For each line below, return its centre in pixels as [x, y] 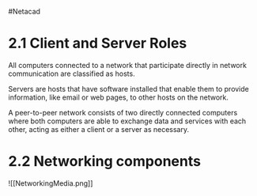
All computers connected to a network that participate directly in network [128, 65]
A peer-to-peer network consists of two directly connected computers [123, 112]
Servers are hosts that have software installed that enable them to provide [128, 89]
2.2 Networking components [105, 162]
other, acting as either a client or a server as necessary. [99, 129]
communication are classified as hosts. [72, 73]
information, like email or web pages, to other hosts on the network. [119, 97]
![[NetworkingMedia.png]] [51, 183]
